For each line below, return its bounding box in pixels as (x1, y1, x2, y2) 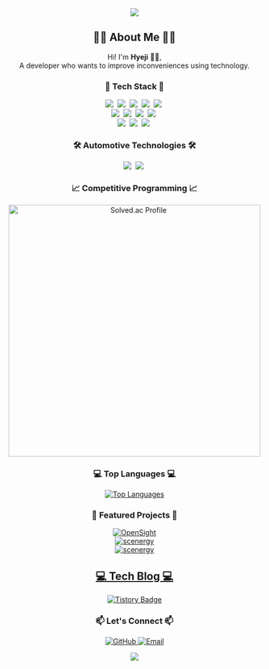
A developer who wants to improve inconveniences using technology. (19, 60, 250, 70)
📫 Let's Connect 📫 (95, 616, 174, 627)
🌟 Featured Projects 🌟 (91, 509, 178, 521)
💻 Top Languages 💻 (93, 467, 176, 479)
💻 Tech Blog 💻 (95, 569, 174, 583)
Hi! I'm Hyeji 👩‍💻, (107, 52, 162, 61)
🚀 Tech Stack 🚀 (105, 81, 164, 92)
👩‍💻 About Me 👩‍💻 (93, 31, 176, 44)
